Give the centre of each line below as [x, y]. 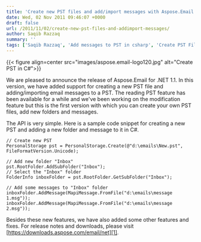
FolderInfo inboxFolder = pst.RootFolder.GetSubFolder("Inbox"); [89, 177]
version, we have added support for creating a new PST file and [85, 86]
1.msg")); [19, 198]
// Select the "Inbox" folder [44, 172]
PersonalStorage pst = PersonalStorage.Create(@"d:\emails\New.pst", [95, 146]
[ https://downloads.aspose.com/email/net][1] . [63, 232]
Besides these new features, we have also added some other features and [98, 219]
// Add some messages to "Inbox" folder [57, 188]
